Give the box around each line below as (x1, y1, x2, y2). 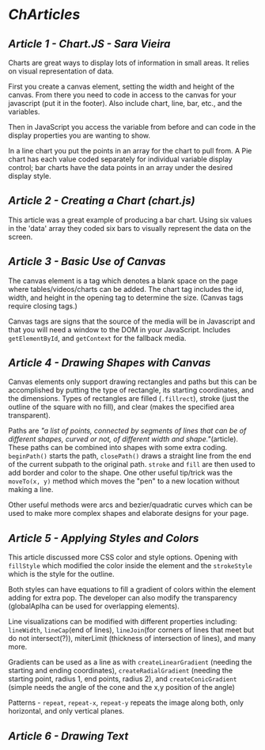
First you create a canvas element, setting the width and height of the (8, 81, 235, 91)
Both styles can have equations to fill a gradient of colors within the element (8, 585, 256, 594)
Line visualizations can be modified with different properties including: (8, 617, 237, 627)
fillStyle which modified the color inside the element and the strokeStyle (8, 561, 253, 570)
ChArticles (8, 6, 81, 24)
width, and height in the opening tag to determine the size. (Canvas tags (8, 293, 244, 302)
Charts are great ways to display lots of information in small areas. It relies (8, 58, 250, 67)
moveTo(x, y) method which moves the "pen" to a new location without (8, 476, 240, 486)
